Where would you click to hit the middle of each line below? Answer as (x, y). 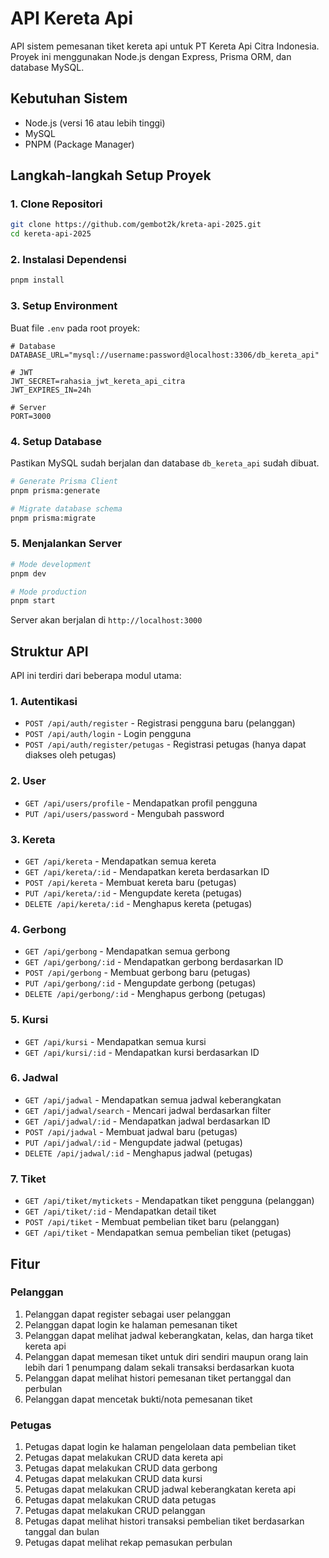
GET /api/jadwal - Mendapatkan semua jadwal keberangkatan (153, 1099)
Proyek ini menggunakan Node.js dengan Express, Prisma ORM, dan (151, 56)
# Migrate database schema (66, 508)
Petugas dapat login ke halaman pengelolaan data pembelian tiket (160, 1447)
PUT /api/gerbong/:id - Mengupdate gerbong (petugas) (140, 983)
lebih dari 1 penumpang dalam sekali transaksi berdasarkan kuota (159, 1367)
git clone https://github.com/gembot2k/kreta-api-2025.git (136, 225)
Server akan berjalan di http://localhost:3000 (106, 620)
